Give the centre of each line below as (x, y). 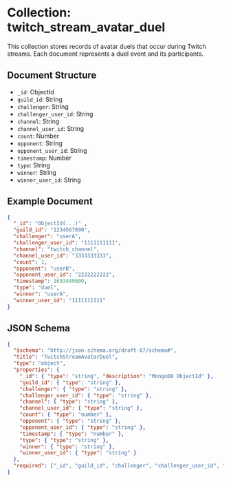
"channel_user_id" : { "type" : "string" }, (81, 408)
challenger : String (43, 106)
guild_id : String (40, 99)
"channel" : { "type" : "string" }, (69, 402)
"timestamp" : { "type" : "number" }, (72, 434)
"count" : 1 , (31, 262)
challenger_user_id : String (55, 114)
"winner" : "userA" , (41, 294)
